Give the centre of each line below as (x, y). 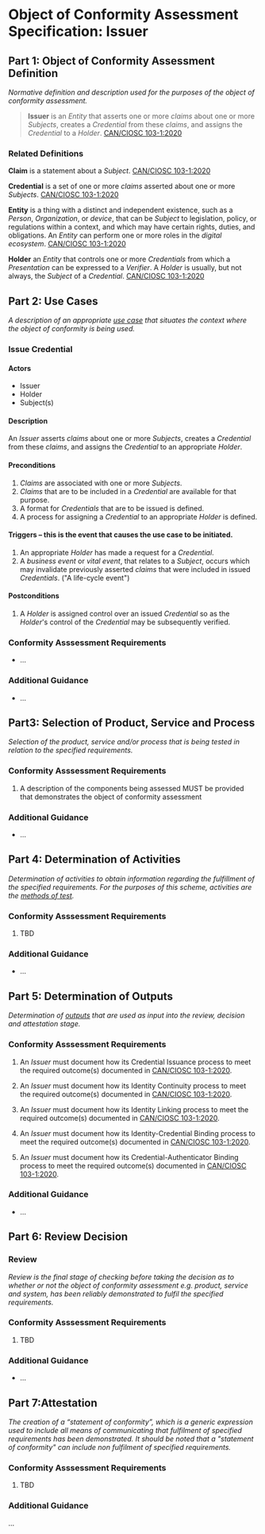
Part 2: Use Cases (53, 301)
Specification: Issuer (78, 31)
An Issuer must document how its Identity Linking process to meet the (134, 1109)
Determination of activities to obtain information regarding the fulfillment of (132, 879)
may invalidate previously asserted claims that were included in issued (135, 569)
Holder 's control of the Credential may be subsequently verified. (125, 622)
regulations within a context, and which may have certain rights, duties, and (132, 227)
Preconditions (32, 466)
